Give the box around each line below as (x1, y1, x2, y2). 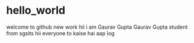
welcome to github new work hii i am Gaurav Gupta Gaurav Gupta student (6, 23, 188, 30)
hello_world (6, 4, 66, 17)
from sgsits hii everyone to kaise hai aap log (6, 29, 115, 36)
